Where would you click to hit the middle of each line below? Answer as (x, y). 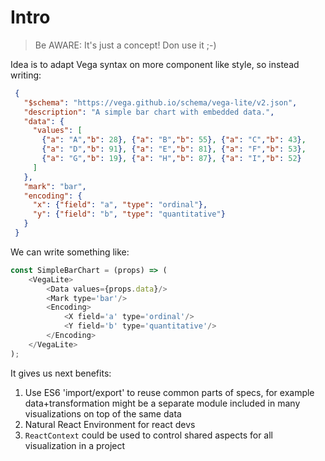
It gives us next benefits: (61, 373)
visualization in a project (75, 445)
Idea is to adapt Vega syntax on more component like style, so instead (155, 64)
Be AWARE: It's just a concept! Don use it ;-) (125, 45)
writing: (26, 75)
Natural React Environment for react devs (110, 424)
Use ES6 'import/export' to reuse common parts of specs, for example (169, 392)
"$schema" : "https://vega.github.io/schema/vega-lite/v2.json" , (160, 102)
